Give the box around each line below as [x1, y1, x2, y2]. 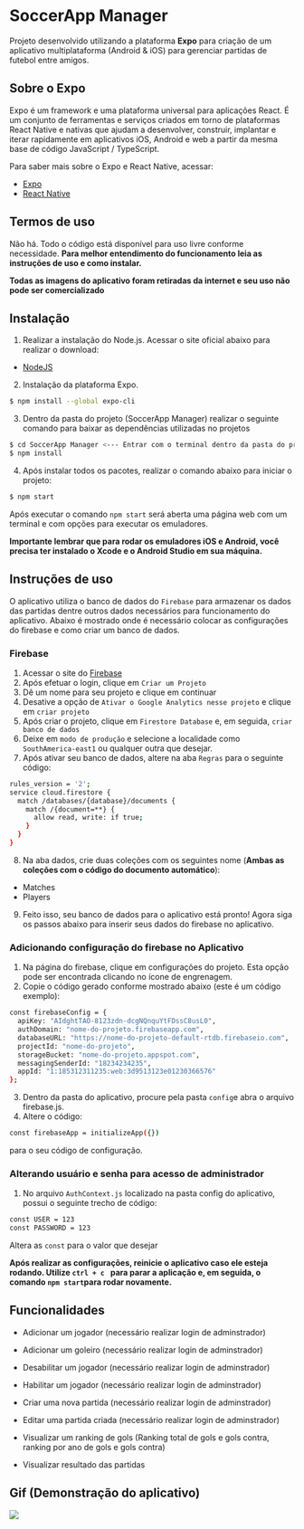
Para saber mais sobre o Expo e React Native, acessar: [9, 160, 214, 172]
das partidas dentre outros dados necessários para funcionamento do [9, 605, 271, 616]
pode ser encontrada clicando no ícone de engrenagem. [22, 972, 233, 983]
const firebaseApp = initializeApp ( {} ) [9, 1128, 160, 1138]
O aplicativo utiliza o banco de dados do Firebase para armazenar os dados [9, 595, 291, 606]
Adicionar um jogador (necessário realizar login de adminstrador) [22, 1326, 267, 1337]
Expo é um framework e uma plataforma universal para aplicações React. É [9, 105, 290, 116]
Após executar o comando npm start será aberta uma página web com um [9, 508, 288, 519]
